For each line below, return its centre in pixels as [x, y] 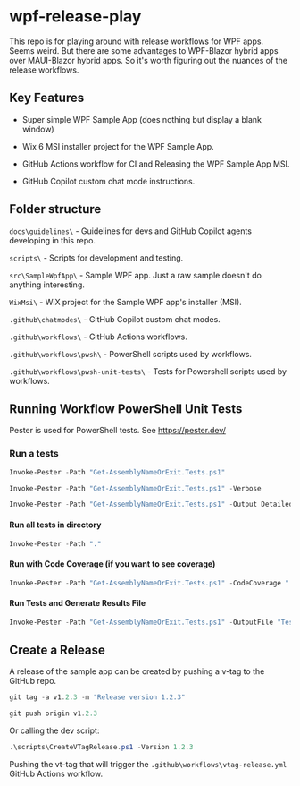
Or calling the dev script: [54, 730]
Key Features [47, 98]
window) [38, 129]
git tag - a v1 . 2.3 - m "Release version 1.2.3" [97, 697]
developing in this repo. [53, 240]
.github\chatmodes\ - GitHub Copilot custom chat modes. [115, 319]
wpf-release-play [75, 17]
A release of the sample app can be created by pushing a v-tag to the [137, 671]
